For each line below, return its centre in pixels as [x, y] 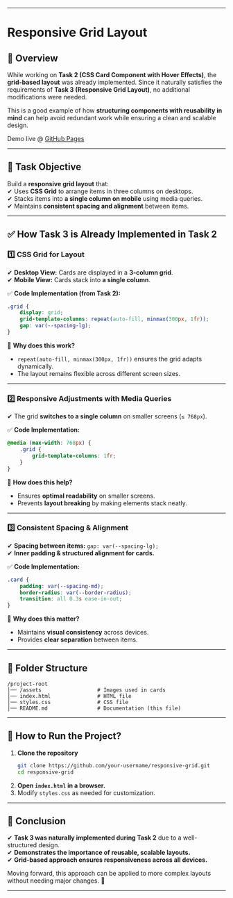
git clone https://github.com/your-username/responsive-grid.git [113, 765]
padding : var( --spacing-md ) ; [62, 586]
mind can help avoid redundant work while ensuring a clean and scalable [112, 118]
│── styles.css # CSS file [68, 703]
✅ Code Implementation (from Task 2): [64, 293]
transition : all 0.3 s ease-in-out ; [71, 599]
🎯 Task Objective [44, 167]
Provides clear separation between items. [77, 639]
